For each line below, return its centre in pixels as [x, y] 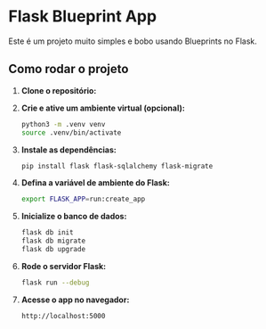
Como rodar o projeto [69, 69]
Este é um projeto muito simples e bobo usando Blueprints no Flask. [133, 41]
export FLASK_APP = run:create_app [83, 199]
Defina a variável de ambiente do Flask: [95, 183]
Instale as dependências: [69, 150]
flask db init [47, 233]
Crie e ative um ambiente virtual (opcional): [103, 108]
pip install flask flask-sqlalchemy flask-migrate [117, 166]
